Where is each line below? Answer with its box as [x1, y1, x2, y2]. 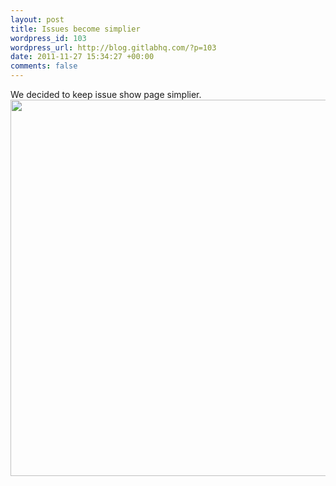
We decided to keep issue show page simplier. [10, 89, 202, 100]
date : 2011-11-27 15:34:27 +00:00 [10, 52, 155, 62]
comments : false [10, 61, 78, 71]
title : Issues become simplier [10, 24, 141, 34]
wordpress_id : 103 [10, 33, 87, 43]
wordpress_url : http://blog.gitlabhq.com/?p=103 [10, 42, 217, 53]
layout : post [10, 14, 65, 25]
